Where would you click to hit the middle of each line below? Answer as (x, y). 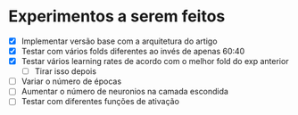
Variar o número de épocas (71, 81)
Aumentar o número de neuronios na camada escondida (125, 92)
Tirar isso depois (66, 71)
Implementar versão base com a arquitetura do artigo (119, 41)
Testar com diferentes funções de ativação (100, 102)
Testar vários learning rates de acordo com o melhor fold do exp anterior (155, 62)
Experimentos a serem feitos (117, 16)
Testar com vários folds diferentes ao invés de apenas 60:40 (133, 51)
